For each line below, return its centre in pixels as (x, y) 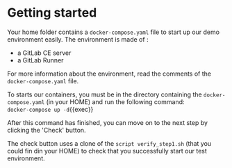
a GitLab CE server (44, 53)
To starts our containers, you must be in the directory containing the (105, 94)
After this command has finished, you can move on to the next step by (108, 122)
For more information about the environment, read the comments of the (109, 74)
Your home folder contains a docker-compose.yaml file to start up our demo (114, 32)
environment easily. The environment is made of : (78, 39)
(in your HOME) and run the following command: (115, 101)
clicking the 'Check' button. (47, 130)
